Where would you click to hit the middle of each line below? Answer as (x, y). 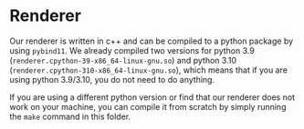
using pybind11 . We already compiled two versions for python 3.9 (132, 50)
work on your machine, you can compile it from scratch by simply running (148, 106)
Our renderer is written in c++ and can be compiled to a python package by (152, 41)
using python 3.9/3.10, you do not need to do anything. (112, 79)
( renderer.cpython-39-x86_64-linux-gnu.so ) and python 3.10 (123, 60)
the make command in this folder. (70, 116)
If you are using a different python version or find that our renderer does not (152, 97)
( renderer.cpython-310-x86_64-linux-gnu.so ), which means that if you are (148, 70)
